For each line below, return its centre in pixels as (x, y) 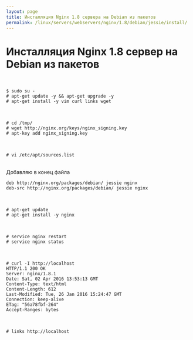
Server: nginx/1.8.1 (31, 274)
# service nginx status (35, 242)
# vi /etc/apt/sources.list (40, 155)
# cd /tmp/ (19, 123)
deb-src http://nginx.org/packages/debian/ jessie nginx (77, 188)
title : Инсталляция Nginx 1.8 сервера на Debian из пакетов (81, 17)
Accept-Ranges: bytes (33, 310)
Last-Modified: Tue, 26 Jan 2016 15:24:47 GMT (64, 295)
